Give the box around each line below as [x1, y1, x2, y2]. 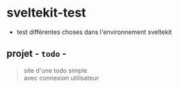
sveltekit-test [6, 5, 86, 21]
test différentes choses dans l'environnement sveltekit [16, 28, 172, 36]
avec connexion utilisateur [23, 73, 99, 82]
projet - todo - [6, 48, 67, 60]
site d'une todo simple [23, 66, 88, 74]
